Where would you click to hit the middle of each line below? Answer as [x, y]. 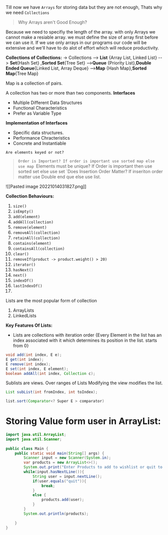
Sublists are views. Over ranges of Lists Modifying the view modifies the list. [84, 383]
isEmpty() [23, 212]
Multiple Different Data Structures [47, 103]
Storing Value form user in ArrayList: [83, 421]
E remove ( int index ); [28, 364]
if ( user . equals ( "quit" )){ [59, 481]
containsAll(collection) [39, 249]
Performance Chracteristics [41, 138]
